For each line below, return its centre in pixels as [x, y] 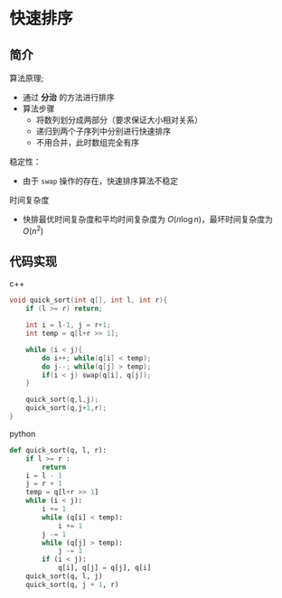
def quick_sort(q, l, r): [58, 450]
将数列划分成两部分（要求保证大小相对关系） [119, 120]
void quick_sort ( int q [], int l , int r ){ [89, 300]
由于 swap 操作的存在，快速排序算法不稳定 [100, 181]
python [23, 434]
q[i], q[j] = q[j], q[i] [104, 568]
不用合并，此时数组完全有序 [88, 142]
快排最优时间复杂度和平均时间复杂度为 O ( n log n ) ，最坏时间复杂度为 [147, 219]
